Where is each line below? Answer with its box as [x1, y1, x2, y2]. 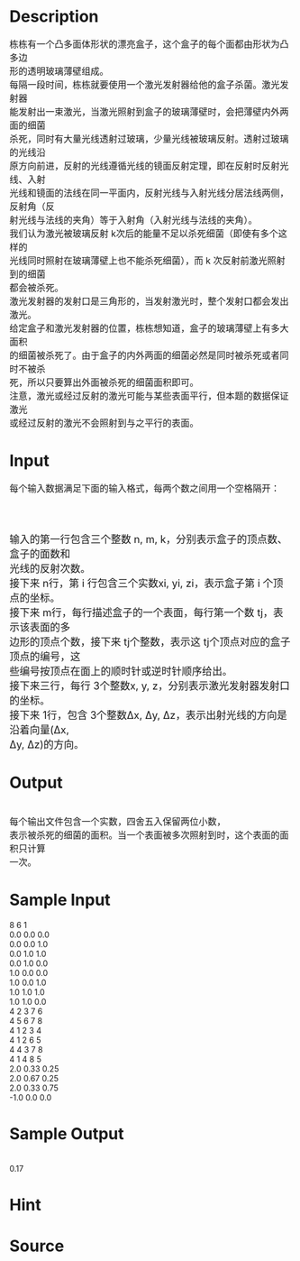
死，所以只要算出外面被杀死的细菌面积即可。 [9, 376, 200, 389]
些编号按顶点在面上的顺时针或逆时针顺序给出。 [9, 665, 232, 677]
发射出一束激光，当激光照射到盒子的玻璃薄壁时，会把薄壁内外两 [18, 106, 290, 118]
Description [9, 6, 99, 27]
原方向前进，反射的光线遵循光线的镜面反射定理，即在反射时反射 [9, 160, 281, 172]
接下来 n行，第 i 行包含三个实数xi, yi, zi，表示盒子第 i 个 [9, 576, 274, 590]
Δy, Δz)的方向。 [9, 738, 85, 750]
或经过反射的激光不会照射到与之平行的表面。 [9, 417, 200, 429]
